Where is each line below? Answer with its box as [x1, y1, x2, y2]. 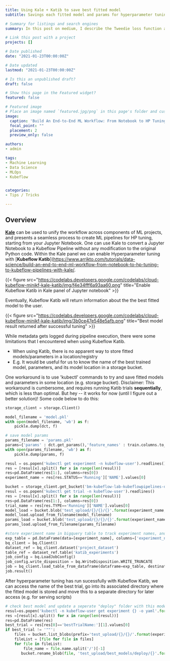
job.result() [5, 569, 33, 574]
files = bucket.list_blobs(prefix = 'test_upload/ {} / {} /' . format [14, 632, 151, 637]
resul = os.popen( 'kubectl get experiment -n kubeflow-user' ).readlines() [5, 461, 166, 466]
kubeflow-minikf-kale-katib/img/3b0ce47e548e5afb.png [5, 317, 124, 324]
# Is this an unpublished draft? [5, 76, 76, 81]
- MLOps [5, 170, 22, 175]
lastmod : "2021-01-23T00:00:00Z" [5, 67, 76, 72]
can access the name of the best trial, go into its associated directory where [5, 583, 164, 589]
